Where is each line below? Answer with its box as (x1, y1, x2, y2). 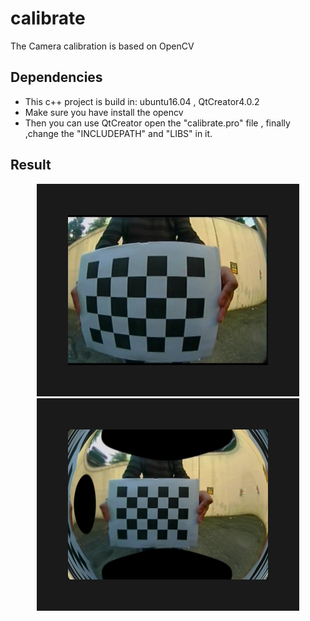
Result (10, 157, 52, 174)
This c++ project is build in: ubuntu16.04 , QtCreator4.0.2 (24, 95, 260, 107)
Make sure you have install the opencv (24, 106, 184, 118)
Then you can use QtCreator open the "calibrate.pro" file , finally (24, 117, 291, 129)
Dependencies (10, 69, 103, 86)
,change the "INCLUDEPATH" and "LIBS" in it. (24, 127, 213, 139)
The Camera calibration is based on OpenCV (10, 40, 195, 52)
